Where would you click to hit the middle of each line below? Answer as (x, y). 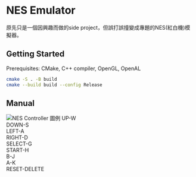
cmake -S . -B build (32, 79)
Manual (20, 103)
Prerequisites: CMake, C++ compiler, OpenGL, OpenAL (74, 68)
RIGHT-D (17, 138)
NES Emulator (41, 10)
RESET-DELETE (25, 169)
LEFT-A (15, 131)
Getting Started (35, 54)
